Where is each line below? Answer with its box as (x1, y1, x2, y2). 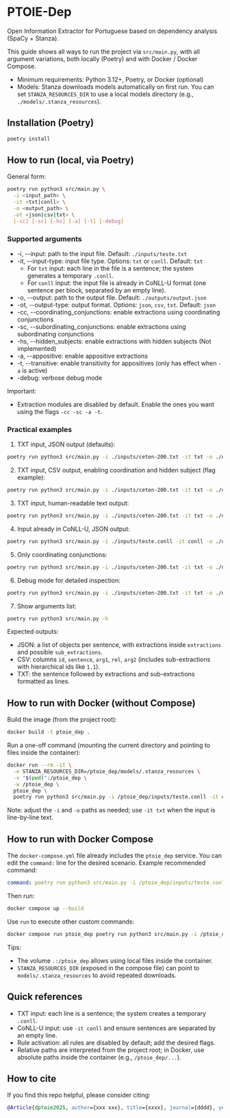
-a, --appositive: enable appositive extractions (16, 352, 149, 360)
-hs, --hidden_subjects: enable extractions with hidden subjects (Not (16, 337, 212, 345)
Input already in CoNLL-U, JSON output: (16, 525, 130, 533)
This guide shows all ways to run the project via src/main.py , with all (7, 47, 201, 56)
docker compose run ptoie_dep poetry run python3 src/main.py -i (7, 931, 197, 937)
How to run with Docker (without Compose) (7, 697, 196, 709)
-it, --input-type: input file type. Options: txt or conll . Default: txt (16, 257, 203, 265)
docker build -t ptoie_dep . (7, 729, 90, 735)
